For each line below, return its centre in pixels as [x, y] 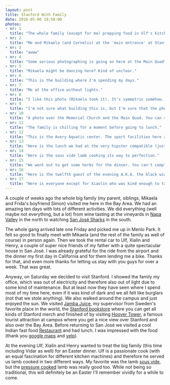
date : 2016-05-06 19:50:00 [34, 19]
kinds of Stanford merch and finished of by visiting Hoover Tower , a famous [84, 314]
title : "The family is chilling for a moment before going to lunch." [86, 127]
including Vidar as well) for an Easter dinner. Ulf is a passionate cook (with [83, 351]
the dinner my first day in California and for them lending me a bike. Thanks [84, 256]
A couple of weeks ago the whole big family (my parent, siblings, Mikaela [81, 198]
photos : [13, 24]
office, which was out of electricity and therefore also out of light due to [80, 282]
